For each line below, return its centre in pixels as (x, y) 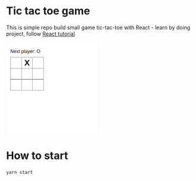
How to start (37, 156)
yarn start (20, 172)
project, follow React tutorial (41, 33)
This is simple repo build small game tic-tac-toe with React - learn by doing (98, 27)
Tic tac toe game (48, 11)
